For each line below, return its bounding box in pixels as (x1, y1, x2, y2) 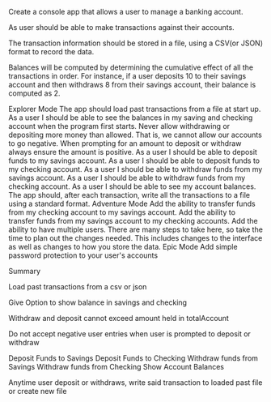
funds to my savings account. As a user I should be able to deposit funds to (8, 156, 260, 165)
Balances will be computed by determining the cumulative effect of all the (8, 62, 253, 72)
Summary (8, 267, 41, 276)
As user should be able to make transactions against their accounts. (8, 23, 235, 32)
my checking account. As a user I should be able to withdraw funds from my (8, 165, 263, 173)
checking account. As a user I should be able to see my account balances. (8, 182, 256, 191)
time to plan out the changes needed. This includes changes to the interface (8, 233, 263, 242)
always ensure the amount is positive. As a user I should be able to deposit (8, 148, 257, 156)
